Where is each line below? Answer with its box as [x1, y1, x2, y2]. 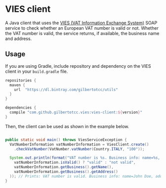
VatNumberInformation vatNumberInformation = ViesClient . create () [9, 142, 149, 147]
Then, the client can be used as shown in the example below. [5, 123, 129, 129]
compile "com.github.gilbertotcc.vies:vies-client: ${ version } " [9, 110, 142, 115]
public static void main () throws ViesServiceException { [5, 137, 127, 142]
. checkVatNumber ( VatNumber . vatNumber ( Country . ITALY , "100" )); [14, 146, 145, 151]
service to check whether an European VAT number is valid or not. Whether [5, 25, 159, 31]
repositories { [5, 78, 37, 83]
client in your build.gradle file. [5, 68, 68, 74]
